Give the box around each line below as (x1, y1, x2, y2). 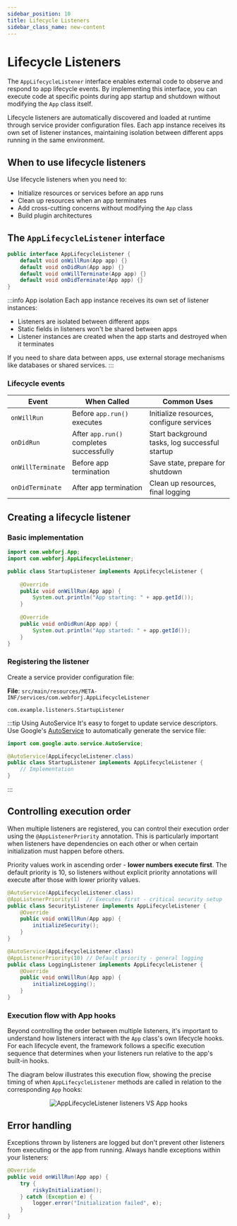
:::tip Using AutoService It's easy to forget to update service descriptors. (7, 718, 219, 727)
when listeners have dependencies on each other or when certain (7, 839, 199, 847)
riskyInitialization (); (32, 1186, 102, 1194)
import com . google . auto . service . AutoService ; (7, 739, 143, 747)
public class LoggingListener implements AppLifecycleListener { (7, 961, 203, 968)
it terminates (17, 340, 54, 348)
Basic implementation (7, 532, 84, 542)
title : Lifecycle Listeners (7, 17, 90, 24)
